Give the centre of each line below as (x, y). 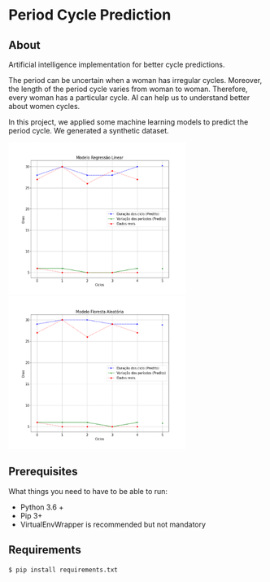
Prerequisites (43, 472)
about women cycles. (44, 106)
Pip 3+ (31, 515)
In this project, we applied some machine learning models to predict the (128, 122)
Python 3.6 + (42, 507)
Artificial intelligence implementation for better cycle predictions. (117, 64)
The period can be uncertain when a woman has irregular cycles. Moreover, (135, 80)
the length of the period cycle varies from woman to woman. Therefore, (128, 89)
